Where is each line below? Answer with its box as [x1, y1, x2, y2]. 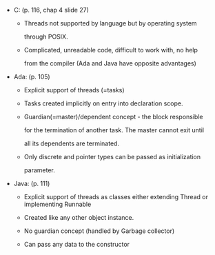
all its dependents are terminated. [23, 139, 119, 147]
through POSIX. [23, 32, 68, 41]
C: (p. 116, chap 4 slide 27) [13, 6, 90, 14]
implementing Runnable [23, 200, 92, 208]
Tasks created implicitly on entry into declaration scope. [23, 99, 184, 108]
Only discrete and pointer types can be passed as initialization [23, 153, 201, 161]
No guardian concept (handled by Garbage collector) [23, 227, 175, 235]
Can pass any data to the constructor [23, 241, 130, 248]
